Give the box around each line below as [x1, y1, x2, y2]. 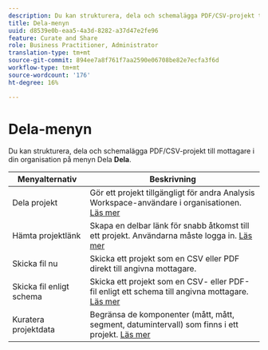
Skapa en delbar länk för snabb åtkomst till [89, 221, 250, 232]
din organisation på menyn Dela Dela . [8, 155, 132, 165]
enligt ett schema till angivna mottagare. [98, 286, 249, 297]
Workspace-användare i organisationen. [89, 197, 242, 209]
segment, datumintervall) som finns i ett [89, 319, 239, 330]
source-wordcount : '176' [8, 71, 91, 79]
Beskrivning [149, 173, 197, 185]
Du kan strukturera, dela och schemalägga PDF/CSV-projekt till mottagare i [8, 146, 255, 156]
